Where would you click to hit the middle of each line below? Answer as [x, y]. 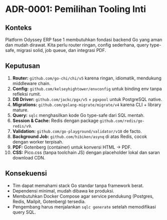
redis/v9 [22, 126]
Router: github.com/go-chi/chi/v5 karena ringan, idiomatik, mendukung [87, 78]
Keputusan [23, 66]
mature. [21, 110]
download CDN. [29, 157]
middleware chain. [32, 83]
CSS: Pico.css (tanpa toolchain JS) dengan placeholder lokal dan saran [86, 152]
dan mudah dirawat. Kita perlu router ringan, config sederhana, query [77, 45]
